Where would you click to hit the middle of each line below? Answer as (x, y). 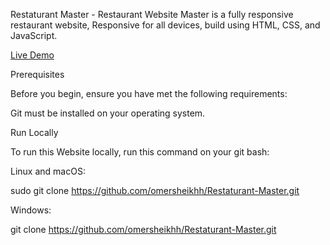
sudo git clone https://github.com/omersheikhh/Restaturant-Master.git (155, 190)
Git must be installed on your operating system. (108, 113)
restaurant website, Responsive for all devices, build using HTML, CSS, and (165, 25)
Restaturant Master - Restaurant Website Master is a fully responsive (152, 14)
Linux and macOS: (48, 171)
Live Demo (32, 55)
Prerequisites (37, 74)
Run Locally (34, 132)
